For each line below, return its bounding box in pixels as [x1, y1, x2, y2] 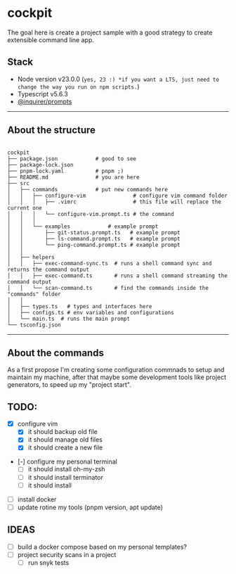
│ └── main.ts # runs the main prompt [7, 315, 131, 322]
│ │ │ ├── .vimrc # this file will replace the [7, 198, 221, 205]
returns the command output [7, 266, 90, 273]
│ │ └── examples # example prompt [7, 223, 159, 230]
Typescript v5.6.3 [17, 89, 68, 98]
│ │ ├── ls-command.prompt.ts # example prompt [7, 235, 181, 242]
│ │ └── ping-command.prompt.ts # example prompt [7, 241, 181, 248]
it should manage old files [27, 435, 103, 444]
